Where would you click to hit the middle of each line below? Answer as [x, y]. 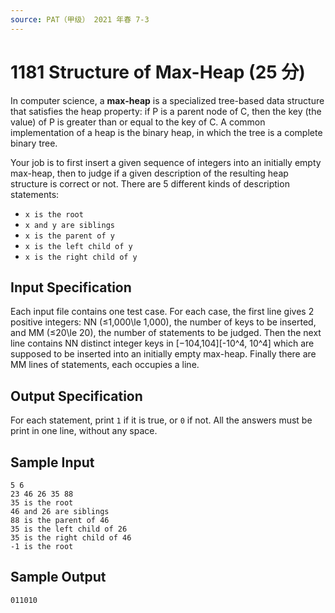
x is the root [54, 214]
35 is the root [42, 503]
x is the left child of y [78, 246]
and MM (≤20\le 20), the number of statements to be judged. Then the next [166, 333]
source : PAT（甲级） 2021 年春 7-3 [80, 19]
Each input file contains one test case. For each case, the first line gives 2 [162, 312]
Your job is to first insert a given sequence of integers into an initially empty [166, 162]
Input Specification [71, 287]
